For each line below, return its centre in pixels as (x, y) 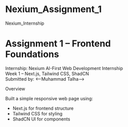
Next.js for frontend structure (43, 108)
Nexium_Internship (25, 23)
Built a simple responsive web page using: (49, 98)
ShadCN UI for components (41, 119)
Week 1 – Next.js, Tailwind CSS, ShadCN (47, 74)
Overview (15, 89)
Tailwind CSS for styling (37, 113)
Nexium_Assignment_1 (54, 9)
